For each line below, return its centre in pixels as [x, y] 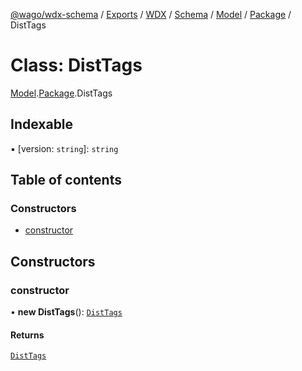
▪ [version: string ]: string [64, 148]
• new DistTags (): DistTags [66, 312]
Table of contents [66, 180]
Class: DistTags [76, 65]
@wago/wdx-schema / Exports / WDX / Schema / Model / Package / [151, 14]
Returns [27, 335]
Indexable [42, 124]
